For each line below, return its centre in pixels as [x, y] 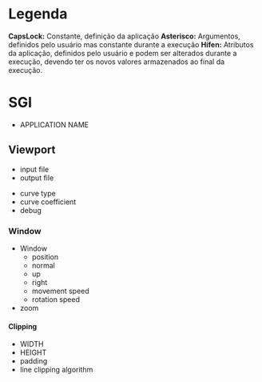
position [45, 256]
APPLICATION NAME [54, 124]
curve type [38, 193]
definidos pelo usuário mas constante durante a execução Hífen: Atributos [131, 44]
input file [34, 169]
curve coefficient [48, 202]
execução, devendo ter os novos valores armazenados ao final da [117, 62]
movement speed [60, 291]
